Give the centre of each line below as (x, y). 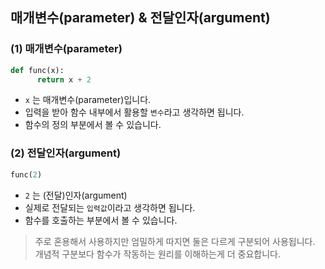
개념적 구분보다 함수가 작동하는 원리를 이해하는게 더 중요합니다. (158, 254)
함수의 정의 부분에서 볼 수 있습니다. (93, 125)
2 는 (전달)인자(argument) (76, 195)
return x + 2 (64, 79)
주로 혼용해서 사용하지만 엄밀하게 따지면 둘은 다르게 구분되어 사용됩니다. (175, 241)
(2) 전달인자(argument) (66, 153)
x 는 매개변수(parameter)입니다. (88, 100)
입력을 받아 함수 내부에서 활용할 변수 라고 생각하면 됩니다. (134, 112)
